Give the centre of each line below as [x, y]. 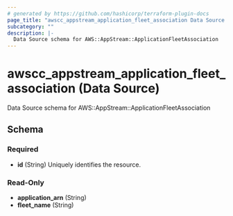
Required [23, 149]
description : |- [31, 33]
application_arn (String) [52, 198]
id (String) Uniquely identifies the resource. [79, 165]
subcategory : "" [31, 26]
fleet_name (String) [45, 205]
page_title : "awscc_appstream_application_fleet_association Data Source [116, 20]
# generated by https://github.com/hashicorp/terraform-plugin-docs [108, 14]
